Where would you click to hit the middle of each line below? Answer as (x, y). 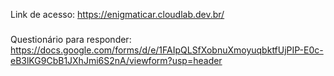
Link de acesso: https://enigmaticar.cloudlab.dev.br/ (117, 14)
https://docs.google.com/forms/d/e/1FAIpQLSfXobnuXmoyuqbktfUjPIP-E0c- (167, 50)
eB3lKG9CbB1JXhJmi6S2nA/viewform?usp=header (116, 60)
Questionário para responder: (71, 39)
